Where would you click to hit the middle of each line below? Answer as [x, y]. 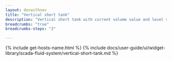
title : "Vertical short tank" [38, 15]
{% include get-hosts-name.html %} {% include [56, 48]
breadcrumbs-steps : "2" [31, 29]
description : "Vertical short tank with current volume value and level [84, 19]
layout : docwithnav [26, 10]
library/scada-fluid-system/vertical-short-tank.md [58, 53]
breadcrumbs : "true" [27, 24]
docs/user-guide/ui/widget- [136, 48]
